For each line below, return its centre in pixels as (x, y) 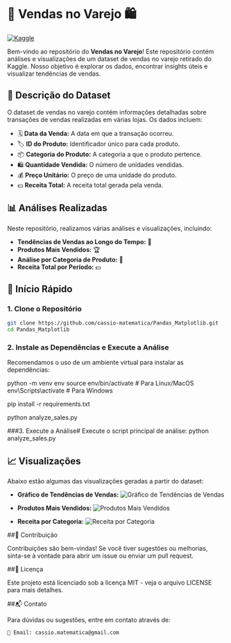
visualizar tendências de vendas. (54, 74)
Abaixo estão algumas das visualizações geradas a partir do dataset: (105, 481)
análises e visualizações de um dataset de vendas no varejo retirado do (109, 59)
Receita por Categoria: (51, 522)
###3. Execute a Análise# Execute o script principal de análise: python (108, 431)
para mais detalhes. (35, 590)
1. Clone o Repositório (44, 309)
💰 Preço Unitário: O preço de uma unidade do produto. (97, 175)
